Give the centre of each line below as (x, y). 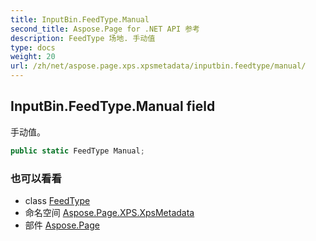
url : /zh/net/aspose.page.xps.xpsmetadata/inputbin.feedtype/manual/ (158, 66)
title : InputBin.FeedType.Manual (80, 19)
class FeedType (57, 200)
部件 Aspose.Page (62, 225)
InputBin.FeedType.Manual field (113, 106)
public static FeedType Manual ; (77, 151)
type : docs (33, 47)
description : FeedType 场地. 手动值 (83, 38)
